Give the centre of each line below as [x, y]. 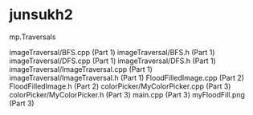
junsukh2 [41, 15]
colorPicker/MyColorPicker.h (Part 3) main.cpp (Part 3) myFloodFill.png [127, 94]
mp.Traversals [33, 37]
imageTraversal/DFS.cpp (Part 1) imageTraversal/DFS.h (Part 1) [112, 61]
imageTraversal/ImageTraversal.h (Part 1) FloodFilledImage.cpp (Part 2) [126, 77]
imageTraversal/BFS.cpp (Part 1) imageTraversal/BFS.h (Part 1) [112, 52]
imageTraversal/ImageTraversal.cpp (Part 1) [81, 69]
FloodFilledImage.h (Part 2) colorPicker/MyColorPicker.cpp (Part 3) [120, 86]
